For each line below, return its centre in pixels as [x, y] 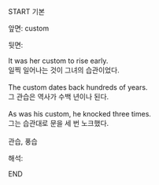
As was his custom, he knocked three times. [80, 114]
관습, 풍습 [23, 141]
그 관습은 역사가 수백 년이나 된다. [59, 96]
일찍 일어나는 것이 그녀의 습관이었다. [64, 70]
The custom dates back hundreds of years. [78, 87]
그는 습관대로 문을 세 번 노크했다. [59, 123]
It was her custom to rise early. [58, 61]
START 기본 [27, 11]
